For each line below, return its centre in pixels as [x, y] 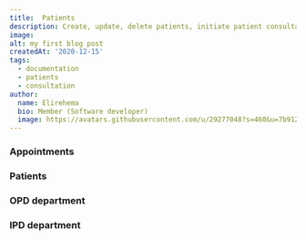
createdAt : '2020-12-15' [56, 52]
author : [24, 94]
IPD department [45, 224]
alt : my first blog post [56, 43]
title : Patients [42, 18]
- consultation [46, 86]
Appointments [42, 151]
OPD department [47, 200]
